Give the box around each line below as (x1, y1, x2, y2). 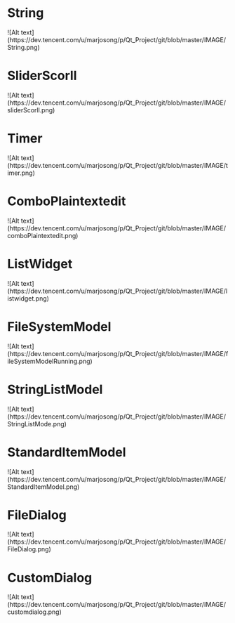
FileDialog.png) (7, 545, 51, 553)
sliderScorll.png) (7, 105, 55, 114)
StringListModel (7, 381, 103, 398)
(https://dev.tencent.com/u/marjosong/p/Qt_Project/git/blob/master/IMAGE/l (7, 287, 228, 295)
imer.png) (7, 169, 35, 177)
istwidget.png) (7, 294, 49, 303)
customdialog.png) (7, 608, 62, 616)
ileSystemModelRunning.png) (7, 357, 93, 365)
